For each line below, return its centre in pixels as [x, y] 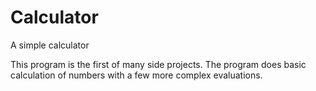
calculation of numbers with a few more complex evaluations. [136, 75]
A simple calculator [50, 45]
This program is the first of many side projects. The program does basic [158, 64]
